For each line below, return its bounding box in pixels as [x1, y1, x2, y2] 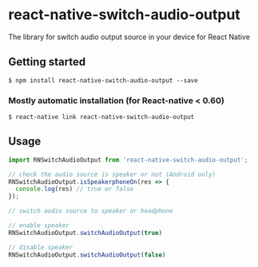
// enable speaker [8, 221, 69, 229]
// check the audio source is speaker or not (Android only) [8, 170, 216, 178]
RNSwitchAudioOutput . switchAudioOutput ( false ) [8, 250, 166, 259]
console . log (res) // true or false [15, 185, 134, 193]
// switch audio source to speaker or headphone [8, 207, 173, 215]
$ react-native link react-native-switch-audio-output [8, 114, 195, 122]
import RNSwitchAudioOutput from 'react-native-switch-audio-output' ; [8, 156, 248, 164]
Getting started [8, 55, 86, 69]
